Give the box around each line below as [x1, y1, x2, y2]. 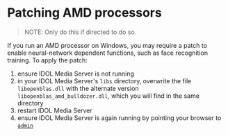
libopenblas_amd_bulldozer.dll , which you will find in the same [17, 92, 200, 100]
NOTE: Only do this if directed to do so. [24, 28, 137, 36]
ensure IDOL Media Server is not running [17, 69, 134, 78]
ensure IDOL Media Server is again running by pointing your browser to [17, 113, 222, 122]
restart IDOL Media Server [17, 106, 92, 114]
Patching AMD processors [7, 5, 162, 21]
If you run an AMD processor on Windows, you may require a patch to [7, 41, 207, 49]
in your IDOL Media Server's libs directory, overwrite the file [17, 76, 192, 85]
